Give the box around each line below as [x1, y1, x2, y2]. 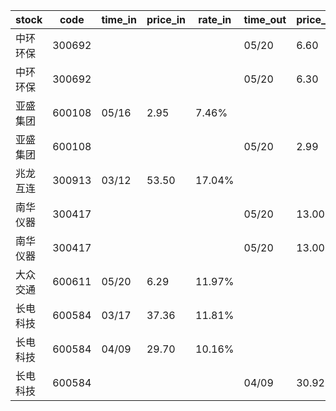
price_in [146, 13, 187, 26]
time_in [101, 13, 137, 26]
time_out [243, 13, 287, 26]
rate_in [198, 13, 232, 26]
